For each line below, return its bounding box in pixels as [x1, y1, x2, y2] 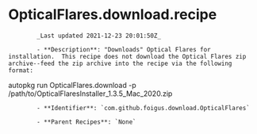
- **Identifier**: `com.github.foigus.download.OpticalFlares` [36, 104, 250, 112]
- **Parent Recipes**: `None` [36, 117, 136, 126]
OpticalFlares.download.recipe [8, 6, 217, 24]
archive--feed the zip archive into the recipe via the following [8, 59, 232, 67]
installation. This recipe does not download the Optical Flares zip [8, 52, 247, 60]
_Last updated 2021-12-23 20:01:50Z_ [36, 32, 161, 40]
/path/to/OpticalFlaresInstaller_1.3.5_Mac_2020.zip [8, 89, 173, 98]
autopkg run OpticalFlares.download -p [8, 80, 136, 90]
